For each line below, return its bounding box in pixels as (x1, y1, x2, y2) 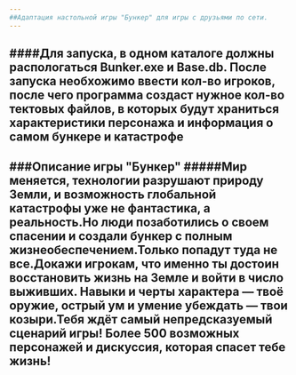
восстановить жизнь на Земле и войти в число (9, 270, 284, 285)
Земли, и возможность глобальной (9, 187, 217, 203)
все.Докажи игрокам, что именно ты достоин (9, 257, 280, 272)
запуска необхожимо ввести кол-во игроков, (9, 74, 276, 89)
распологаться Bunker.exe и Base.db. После (9, 60, 267, 76)
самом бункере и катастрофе (9, 130, 184, 145)
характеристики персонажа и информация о (9, 116, 274, 131)
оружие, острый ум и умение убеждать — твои (9, 299, 289, 314)
